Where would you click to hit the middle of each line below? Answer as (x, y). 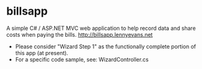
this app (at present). (42, 53)
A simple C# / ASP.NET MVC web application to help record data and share (101, 28)
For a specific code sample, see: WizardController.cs (82, 59)
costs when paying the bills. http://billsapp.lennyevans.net (80, 34)
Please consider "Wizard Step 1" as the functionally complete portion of (106, 46)
